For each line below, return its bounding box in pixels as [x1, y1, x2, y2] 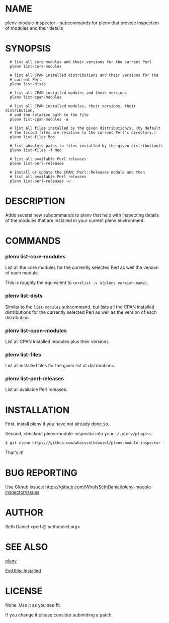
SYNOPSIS [5, 43, 51, 54]
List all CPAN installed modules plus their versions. [5, 338, 110, 345]
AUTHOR [5, 507, 44, 519]
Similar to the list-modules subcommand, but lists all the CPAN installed [5, 304, 155, 310]
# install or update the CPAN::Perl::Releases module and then [10, 169, 145, 175]
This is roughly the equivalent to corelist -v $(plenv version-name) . [5, 279, 149, 286]
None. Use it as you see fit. [5, 602, 61, 608]
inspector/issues [5, 489, 40, 495]
